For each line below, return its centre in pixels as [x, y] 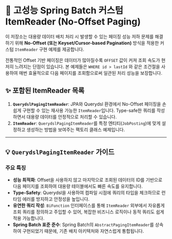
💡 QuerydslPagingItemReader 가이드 [60, 152]
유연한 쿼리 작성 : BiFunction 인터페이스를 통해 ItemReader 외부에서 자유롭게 [89, 206]
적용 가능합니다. [28, 219]
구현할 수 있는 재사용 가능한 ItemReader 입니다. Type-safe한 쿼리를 [89, 110]
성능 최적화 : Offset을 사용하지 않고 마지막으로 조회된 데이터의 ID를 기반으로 [88, 180]
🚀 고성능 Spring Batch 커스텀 [64, 10]
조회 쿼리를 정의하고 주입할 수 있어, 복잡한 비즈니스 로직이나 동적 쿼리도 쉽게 [89, 212]
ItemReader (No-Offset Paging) [73, 22]
